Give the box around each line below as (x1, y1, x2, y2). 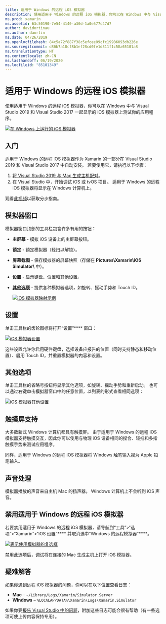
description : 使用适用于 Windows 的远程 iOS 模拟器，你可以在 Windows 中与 (5, 12, 151, 17)
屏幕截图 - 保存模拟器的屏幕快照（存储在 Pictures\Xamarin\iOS (12, 257, 142, 263)
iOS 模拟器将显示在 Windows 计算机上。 (12, 185, 94, 191)
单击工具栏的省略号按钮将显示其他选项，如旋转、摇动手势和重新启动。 (5, 382, 148, 388)
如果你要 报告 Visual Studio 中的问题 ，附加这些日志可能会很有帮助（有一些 (5, 607, 156, 613)
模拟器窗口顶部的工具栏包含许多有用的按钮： (5, 225, 96, 231)
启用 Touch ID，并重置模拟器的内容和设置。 (15, 352, 105, 358)
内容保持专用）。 (26, 613, 59, 619)
